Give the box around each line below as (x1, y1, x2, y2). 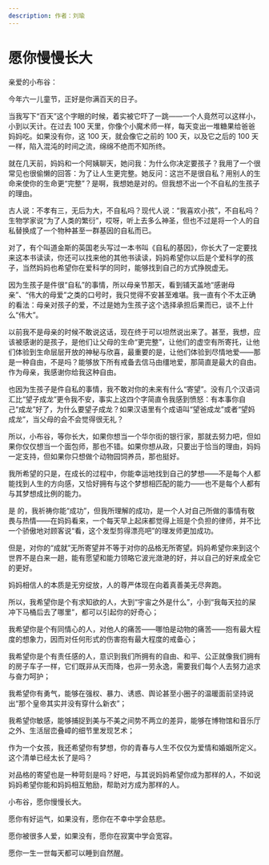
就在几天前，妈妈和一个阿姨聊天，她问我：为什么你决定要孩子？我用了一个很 (8, 158, 261, 168)
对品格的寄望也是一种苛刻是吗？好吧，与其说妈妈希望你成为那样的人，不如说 (8, 769, 261, 779)
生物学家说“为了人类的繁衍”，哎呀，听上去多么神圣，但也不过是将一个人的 (8, 215, 254, 225)
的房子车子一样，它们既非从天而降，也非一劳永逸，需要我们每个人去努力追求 (8, 661, 261, 671)
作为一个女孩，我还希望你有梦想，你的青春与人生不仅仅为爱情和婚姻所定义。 (8, 742, 261, 752)
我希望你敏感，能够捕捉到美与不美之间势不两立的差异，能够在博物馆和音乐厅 (8, 716, 261, 725)
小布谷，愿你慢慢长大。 (8, 797, 86, 806)
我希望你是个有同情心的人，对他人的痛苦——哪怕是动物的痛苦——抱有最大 (8, 624, 254, 634)
